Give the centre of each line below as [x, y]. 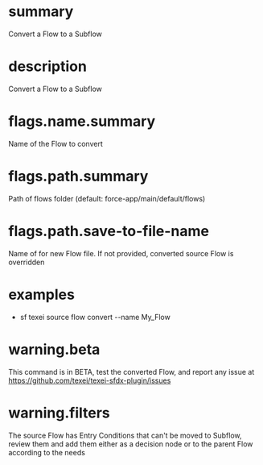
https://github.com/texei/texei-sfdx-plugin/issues [90, 380]
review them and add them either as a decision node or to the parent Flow [131, 444]
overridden [27, 262]
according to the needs [47, 452]
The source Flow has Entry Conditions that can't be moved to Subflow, [125, 435]
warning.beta [54, 349]
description [47, 66]
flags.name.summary [82, 121]
